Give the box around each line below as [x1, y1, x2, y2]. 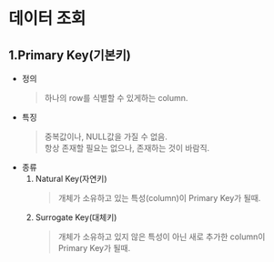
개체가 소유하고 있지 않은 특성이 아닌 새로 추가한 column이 [57, 231, 266, 242]
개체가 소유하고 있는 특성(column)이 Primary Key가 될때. [57, 193, 261, 203]
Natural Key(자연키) [35, 174, 107, 184]
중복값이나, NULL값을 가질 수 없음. [44, 131, 167, 142]
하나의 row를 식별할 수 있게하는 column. [44, 93, 188, 103]
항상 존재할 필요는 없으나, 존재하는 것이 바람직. [44, 143, 210, 153]
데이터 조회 [8, 8, 86, 29]
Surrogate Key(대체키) [35, 212, 117, 223]
